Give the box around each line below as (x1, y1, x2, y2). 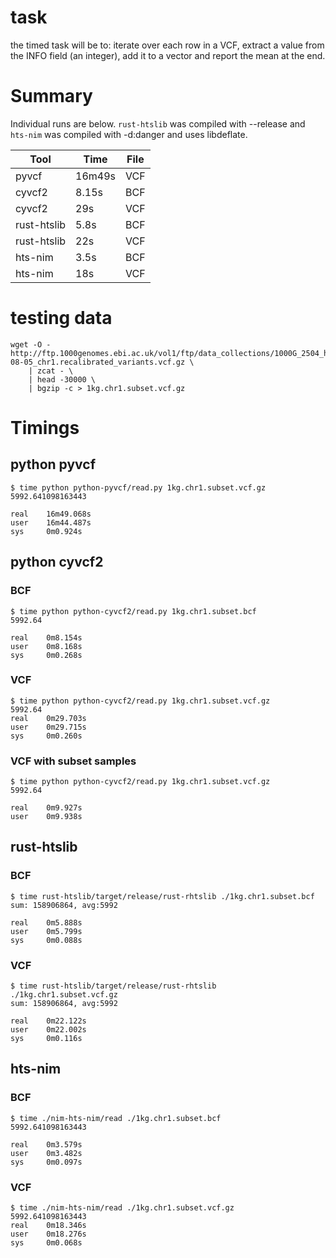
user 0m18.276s (10, 1229, 87, 1240)
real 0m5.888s (10, 917, 83, 928)
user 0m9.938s (10, 812, 83, 822)
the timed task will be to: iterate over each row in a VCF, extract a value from (10, 39, 325, 51)
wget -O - (10, 339, 52, 350)
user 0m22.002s (10, 1025, 87, 1035)
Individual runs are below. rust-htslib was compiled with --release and (10, 117, 306, 130)
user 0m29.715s (10, 722, 87, 732)
